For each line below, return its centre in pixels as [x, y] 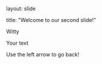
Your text [17, 43]
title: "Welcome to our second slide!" [51, 20]
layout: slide [21, 9]
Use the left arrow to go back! [43, 55]
